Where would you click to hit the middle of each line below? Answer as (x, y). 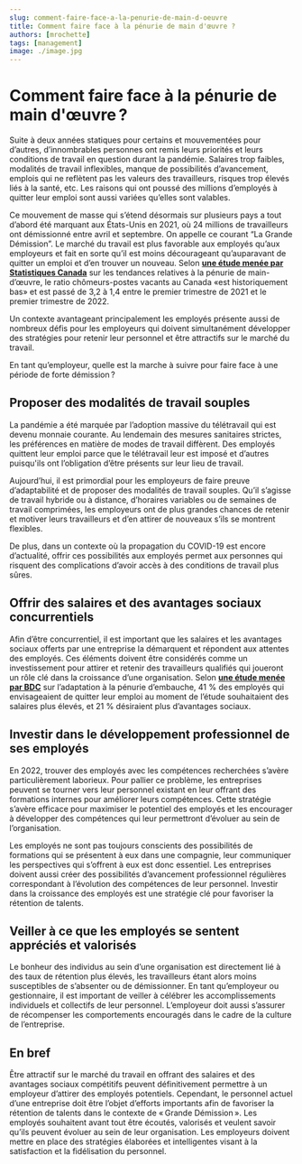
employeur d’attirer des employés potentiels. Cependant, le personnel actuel (151, 1094)
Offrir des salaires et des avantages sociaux (135, 603)
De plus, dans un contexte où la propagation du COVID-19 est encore (137, 546)
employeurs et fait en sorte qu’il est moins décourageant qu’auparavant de (148, 254)
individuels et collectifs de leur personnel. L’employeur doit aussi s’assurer (147, 1005)
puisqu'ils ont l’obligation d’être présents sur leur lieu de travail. (127, 463)
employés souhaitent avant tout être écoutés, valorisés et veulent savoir (143, 1122)
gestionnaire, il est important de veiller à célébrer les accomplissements (143, 996)
